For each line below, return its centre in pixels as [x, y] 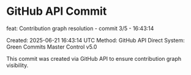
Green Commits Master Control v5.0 [52, 47]
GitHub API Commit [57, 11]
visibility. [17, 65]
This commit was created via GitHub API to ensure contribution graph [94, 58]
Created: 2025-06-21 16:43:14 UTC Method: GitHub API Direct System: [95, 40]
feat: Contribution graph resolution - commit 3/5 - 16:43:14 [80, 28]
